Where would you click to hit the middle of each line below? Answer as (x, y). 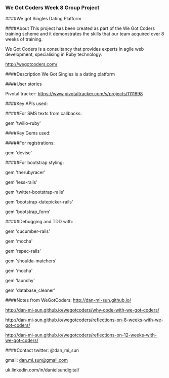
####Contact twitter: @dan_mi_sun (42, 350)
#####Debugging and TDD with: (39, 222)
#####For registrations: (30, 143)
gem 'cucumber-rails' (28, 231)
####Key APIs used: (27, 104)
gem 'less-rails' (22, 182)
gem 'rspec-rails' (23, 251)
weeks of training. (24, 39)
